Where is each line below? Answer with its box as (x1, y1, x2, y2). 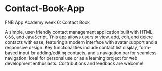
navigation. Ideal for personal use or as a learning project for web (5, 55, 138, 61)
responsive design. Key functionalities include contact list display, (5, 44, 139, 50)
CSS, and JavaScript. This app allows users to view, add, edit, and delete (5, 34, 153, 40)
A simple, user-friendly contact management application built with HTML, (5, 29, 154, 35)
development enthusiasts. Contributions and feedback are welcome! (5, 60, 144, 66)
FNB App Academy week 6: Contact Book (5, 19, 90, 25)
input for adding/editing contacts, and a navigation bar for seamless (19, 50, 157, 56)
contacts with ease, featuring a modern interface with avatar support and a (5, 39, 158, 45)
